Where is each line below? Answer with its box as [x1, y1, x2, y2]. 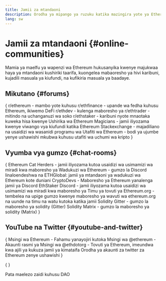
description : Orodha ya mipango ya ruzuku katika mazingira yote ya [5, 12, 149, 17]
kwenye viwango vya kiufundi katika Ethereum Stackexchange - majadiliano [5, 124, 160, 130]
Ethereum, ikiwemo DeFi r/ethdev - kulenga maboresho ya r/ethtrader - [5, 108, 150, 114]
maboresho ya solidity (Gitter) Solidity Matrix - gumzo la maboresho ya [5, 203, 150, 209]
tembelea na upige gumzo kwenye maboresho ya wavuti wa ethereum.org [5, 193, 156, 199]
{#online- [88, 38, 129, 49]
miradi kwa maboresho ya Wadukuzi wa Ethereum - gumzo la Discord [5, 167, 147, 173]
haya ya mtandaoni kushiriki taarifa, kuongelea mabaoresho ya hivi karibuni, [5, 70, 160, 76]
